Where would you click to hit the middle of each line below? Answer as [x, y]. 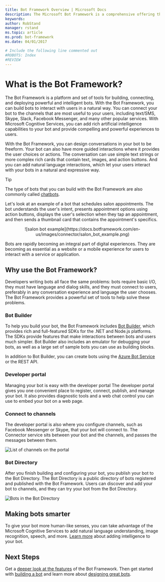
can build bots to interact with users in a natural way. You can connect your [81, 108]
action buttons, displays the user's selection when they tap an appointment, [82, 214]
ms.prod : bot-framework [29, 37]
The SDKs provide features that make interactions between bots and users [81, 337]
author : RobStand [23, 23]
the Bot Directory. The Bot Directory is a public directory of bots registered [81, 479]
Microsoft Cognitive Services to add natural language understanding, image [82, 531]
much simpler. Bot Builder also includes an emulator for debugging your [78, 342]
